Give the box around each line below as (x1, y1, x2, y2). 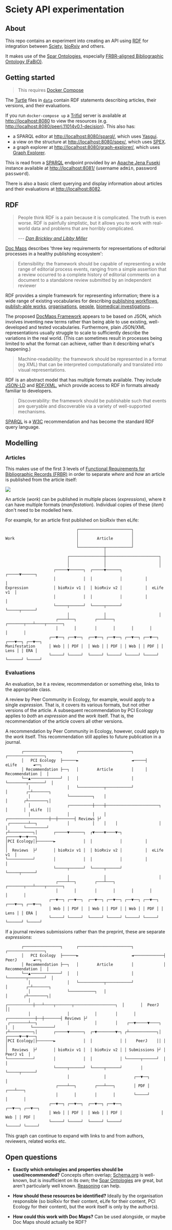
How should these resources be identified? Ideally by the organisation (12, 1193, 163, 1199)
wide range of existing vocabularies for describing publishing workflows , (5, 298, 159, 304)
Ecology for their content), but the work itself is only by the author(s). (12, 1204, 159, 1210)
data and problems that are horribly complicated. (31, 225, 135, 232)
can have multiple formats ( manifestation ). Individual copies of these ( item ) (5, 502, 164, 508)
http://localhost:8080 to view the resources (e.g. (5, 118, 107, 124)
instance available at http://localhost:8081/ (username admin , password (5, 165, 157, 171)
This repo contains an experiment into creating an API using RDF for (5, 37, 148, 44)
